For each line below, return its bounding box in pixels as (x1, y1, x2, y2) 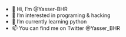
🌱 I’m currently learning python (11, 18, 87, 25)
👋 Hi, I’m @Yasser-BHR (11, 6, 68, 12)
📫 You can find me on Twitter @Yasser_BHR (11, 25, 121, 32)
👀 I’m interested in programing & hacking (11, 12, 111, 19)
